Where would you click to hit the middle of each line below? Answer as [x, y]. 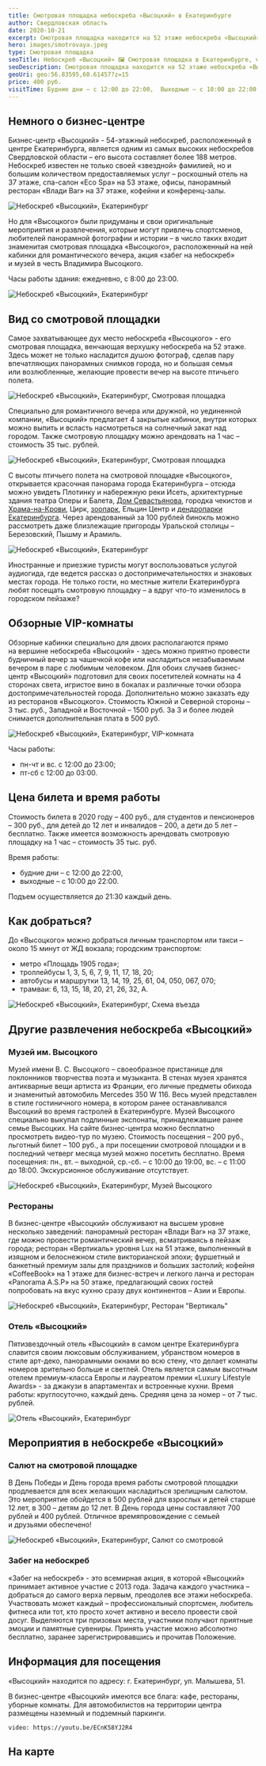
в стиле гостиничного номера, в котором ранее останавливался [118, 1103]
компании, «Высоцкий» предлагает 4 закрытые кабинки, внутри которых [133, 419]
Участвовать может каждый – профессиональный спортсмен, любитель [131, 1603]
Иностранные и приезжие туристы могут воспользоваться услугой [123, 565]
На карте [32, 1751]
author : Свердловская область [58, 23]
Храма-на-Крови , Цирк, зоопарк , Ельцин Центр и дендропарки [116, 509]
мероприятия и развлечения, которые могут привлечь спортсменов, [125, 230]
